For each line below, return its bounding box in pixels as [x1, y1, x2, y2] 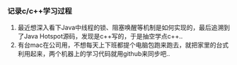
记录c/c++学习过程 [7, 6, 72, 15]
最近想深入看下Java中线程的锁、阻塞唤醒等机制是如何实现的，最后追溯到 [17, 23, 231, 32]
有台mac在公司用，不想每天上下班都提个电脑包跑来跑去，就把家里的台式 [17, 41, 229, 50]
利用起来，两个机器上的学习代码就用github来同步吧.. [17, 50, 170, 58]
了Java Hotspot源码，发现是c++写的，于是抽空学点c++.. [17, 32, 183, 41]
